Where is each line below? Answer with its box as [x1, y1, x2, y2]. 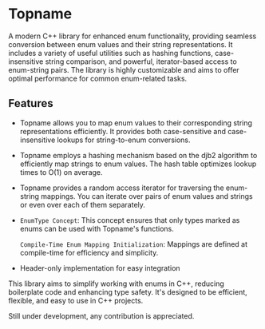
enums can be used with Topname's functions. [19, 224, 174, 233]
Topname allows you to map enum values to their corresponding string [19, 117, 253, 128]
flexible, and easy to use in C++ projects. [8, 295, 144, 305]
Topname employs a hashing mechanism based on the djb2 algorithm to [19, 150, 258, 160]
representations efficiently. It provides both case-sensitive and [19, 126, 226, 136]
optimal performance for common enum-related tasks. [8, 73, 188, 83]
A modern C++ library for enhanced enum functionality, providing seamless [8, 31, 257, 41]
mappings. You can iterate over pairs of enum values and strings [41, 191, 253, 200]
